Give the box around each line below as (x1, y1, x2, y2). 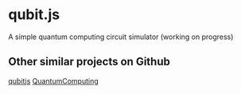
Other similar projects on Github (8, 55, 171, 69)
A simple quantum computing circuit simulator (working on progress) (8, 32, 234, 41)
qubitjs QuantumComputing (8, 76, 99, 85)
